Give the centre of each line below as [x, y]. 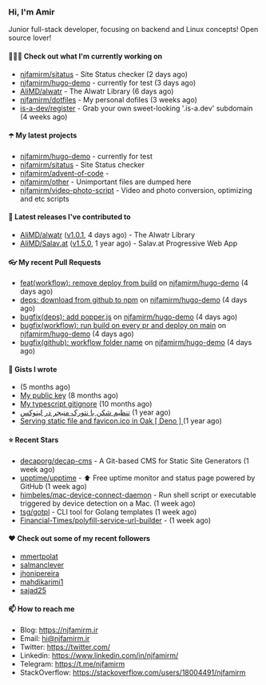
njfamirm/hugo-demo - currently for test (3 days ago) [108, 82]
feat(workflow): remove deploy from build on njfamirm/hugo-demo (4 [134, 283]
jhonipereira [40, 573]
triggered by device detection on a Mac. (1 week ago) [107, 503]
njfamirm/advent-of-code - [64, 173]
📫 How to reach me [42, 609]
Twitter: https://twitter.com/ [65, 647]
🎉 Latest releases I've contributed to [69, 217]
